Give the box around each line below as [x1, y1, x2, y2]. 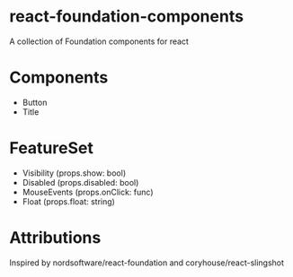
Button [22, 97, 48, 108]
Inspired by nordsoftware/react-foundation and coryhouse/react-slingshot [9, 257, 285, 268]
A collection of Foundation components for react [9, 36, 189, 47]
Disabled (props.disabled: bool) [22, 177, 139, 187]
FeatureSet [9, 138, 94, 159]
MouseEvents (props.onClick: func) [22, 186, 154, 197]
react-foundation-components [9, 6, 244, 27]
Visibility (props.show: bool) [22, 168, 127, 178]
